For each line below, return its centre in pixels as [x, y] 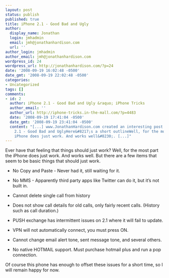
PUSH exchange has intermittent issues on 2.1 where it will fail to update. [88, 220]
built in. [20, 186]
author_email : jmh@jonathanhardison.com [48, 57]
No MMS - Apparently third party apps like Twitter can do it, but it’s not [86, 180]
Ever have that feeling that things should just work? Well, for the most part [82, 150]
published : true [22, 19]
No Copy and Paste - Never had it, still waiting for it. [66, 171]
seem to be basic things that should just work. [53, 161]
